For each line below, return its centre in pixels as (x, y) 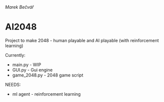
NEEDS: (13, 84)
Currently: (15, 55)
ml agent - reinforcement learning (47, 94)
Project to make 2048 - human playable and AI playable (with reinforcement (82, 40)
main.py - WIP (27, 64)
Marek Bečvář (19, 7)
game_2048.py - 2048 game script (48, 75)
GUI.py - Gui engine (32, 70)
